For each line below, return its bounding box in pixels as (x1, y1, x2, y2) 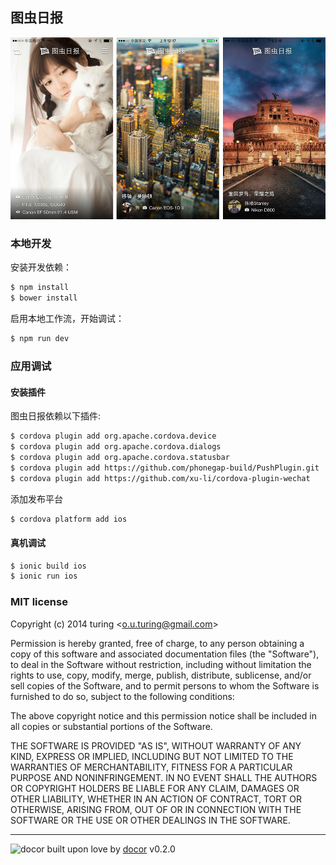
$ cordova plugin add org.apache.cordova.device (10, 431, 217, 442)
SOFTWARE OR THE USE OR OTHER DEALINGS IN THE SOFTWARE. (10, 814, 291, 826)
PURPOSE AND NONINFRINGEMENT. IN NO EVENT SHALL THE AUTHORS (10, 771, 318, 783)
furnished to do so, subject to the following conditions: (10, 690, 235, 702)
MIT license (10, 595, 68, 609)
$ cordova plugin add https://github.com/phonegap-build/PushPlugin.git (10, 463, 320, 473)
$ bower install (10, 293, 78, 303)
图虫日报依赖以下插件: (10, 410, 102, 422)
